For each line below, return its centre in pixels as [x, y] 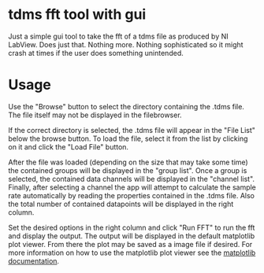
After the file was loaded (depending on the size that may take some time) [128, 162]
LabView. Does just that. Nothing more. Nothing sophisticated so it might [126, 44]
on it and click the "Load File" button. [68, 146]
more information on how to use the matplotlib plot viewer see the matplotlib [132, 253]
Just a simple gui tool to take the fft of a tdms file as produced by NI [118, 36]
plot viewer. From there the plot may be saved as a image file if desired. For [130, 244]
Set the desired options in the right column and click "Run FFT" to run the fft [132, 227]
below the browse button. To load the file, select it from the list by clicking [128, 138]
